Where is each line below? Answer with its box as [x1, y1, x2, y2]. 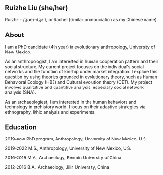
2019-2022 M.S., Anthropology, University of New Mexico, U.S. [5, 145, 132, 151]
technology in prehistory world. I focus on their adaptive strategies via [5, 104, 145, 110]
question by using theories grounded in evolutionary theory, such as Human [5, 74, 157, 80]
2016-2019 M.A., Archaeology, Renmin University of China [5, 155, 122, 161]
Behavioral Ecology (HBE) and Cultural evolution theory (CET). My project [5, 79, 152, 85]
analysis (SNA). [5, 89, 36, 95]
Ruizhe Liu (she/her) [5, 4, 68, 12]
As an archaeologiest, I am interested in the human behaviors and [5, 99, 137, 105]
